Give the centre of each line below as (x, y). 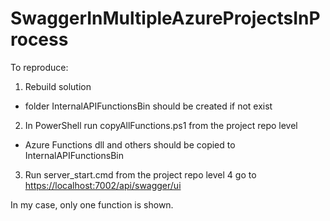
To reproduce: (39, 67)
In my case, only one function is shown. (92, 204)
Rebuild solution (58, 86)
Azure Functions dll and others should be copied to (130, 144)
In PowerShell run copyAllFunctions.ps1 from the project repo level (161, 125)
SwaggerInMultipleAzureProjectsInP (165, 18)
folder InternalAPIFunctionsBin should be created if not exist (148, 106)
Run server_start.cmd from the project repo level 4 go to (140, 174)
